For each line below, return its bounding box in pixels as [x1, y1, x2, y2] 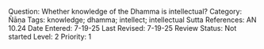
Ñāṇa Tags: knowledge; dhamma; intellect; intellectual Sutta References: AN [8, 15, 257, 24]
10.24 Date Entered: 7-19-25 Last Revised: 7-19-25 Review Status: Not [8, 24, 237, 32]
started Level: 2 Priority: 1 [8, 32, 92, 41]
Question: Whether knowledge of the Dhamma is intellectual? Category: [8, 7, 243, 16]
